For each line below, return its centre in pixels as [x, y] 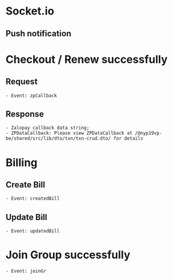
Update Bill [26, 217]
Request [22, 82]
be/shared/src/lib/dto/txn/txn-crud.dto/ [58, 138]
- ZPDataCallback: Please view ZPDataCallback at [69, 133]
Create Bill [26, 185]
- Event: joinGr [26, 271]
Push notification [39, 34]
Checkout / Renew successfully [87, 59]
